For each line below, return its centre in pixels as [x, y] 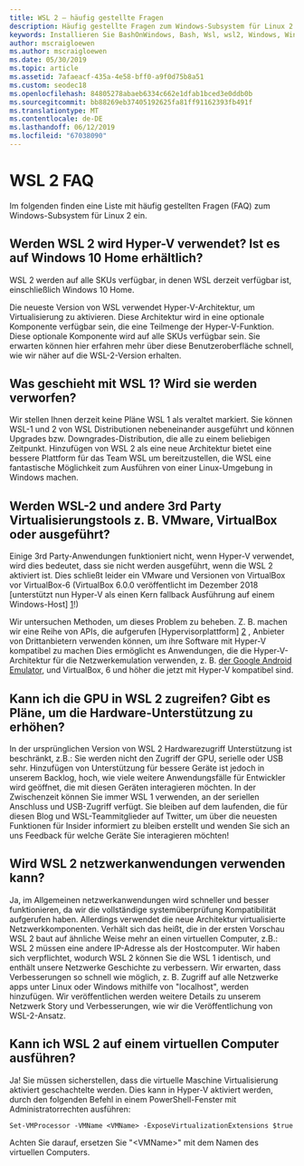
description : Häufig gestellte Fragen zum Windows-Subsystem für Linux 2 [152, 26]
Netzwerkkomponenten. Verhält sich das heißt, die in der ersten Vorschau [147, 928]
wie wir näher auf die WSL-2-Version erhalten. [95, 355]
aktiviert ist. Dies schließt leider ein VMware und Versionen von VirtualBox [147, 576]
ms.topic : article [44, 69]
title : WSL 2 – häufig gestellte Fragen [87, 18]
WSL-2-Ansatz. [38, 1015]
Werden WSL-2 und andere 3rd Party [115, 505]
